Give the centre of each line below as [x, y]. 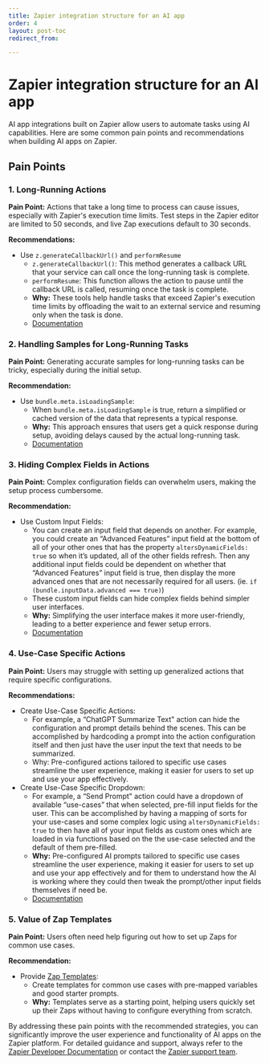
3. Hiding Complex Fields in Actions [79, 465]
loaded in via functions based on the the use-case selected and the [143, 838]
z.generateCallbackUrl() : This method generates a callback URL [139, 263]
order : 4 [23, 23]
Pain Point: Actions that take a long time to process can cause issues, [124, 206]
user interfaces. [58, 607]
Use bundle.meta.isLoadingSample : [77, 402]
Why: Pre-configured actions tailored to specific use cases [129, 762]
